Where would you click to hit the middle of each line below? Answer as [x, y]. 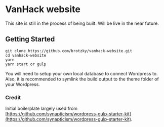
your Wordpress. [23, 84]
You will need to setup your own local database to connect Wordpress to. [81, 73]
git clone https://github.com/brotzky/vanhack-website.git [69, 51]
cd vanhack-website [26, 55]
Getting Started [30, 39]
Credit [13, 97]
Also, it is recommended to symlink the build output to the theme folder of [82, 79]
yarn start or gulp [26, 64]
